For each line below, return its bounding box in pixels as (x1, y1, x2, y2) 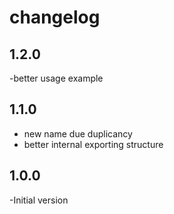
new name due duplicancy (23, 127, 133, 140)
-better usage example (9, 72, 104, 84)
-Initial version (9, 194, 69, 206)
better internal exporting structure (23, 138, 164, 150)
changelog (9, 6, 101, 29)
